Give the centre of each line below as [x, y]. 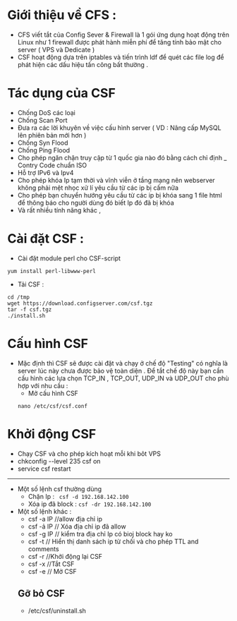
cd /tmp [19, 297]
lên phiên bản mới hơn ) [52, 135]
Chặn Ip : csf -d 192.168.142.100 [78, 496]
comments [43, 549]
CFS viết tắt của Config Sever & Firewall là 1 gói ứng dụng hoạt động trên [123, 35]
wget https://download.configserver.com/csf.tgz [80, 303]
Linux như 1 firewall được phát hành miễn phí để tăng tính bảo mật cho [120, 42]
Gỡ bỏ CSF [41, 594]
